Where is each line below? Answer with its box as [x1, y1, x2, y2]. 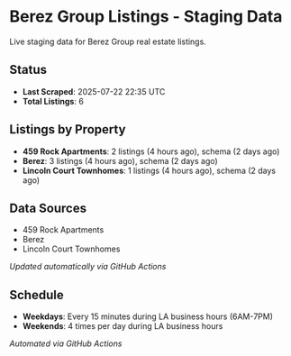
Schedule [9, 287, 65, 303]
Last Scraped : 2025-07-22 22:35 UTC [22, 86, 166, 96]
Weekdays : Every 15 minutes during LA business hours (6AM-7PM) [22, 311, 273, 322]
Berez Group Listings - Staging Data [9, 6, 283, 27]
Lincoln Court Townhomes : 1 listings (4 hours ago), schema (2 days [22, 165, 277, 176]
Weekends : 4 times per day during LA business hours [22, 321, 223, 332]
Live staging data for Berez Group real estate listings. [9, 36, 207, 47]
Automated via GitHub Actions [9, 338, 123, 349]
